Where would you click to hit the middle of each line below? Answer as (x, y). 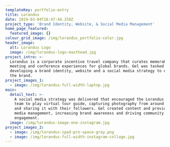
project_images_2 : (25, 127)
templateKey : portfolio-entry (37, 10)
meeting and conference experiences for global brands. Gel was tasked (87, 66)
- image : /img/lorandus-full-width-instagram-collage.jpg (72, 137)
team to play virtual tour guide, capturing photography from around (89, 104)
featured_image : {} (30, 33)
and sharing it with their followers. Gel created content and (82, 109)
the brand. (21, 76)
